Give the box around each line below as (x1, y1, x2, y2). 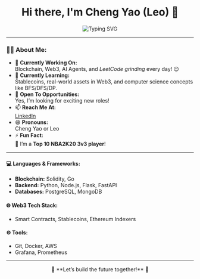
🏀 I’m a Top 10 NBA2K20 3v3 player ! (14, 140, 106, 148)
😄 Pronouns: (14, 119, 49, 126)
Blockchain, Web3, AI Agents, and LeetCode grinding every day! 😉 (14, 66, 180, 73)
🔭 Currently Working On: (14, 59, 77, 66)
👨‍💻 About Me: (6, 45, 47, 54)
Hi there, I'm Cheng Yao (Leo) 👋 (21, 5, 179, 19)
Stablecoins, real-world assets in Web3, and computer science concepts (14, 78, 193, 85)
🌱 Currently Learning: (14, 72, 70, 79)
